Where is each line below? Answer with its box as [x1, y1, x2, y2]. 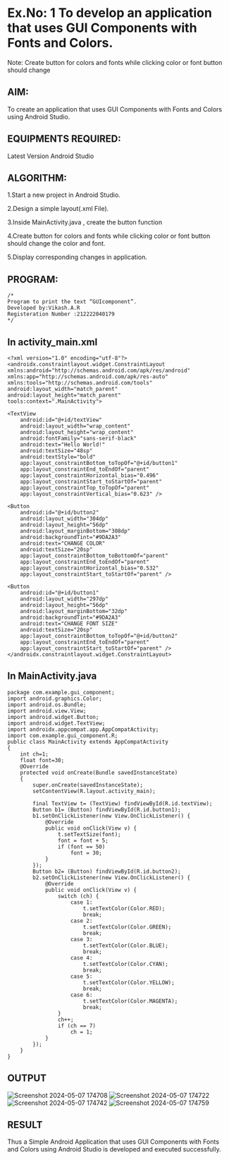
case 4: [70, 954, 93, 961]
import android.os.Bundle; [7, 701, 87, 708]
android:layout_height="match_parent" [7, 392, 121, 399]
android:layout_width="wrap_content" [20, 423, 131, 430]
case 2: [70, 917, 93, 924]
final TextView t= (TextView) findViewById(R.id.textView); [32, 799, 213, 807]
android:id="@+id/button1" [20, 589, 99, 596]
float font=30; [20, 756, 65, 763]
